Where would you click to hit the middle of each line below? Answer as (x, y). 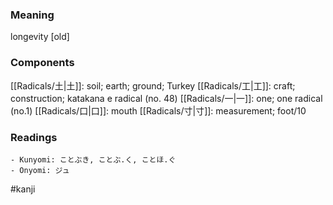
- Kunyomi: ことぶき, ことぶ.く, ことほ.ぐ (93, 159)
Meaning (32, 15)
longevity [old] (40, 37)
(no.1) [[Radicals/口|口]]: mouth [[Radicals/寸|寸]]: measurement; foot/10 (158, 110)
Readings (34, 137)
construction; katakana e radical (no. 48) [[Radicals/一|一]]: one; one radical (166, 98)
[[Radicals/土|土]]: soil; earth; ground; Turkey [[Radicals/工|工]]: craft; (153, 85)
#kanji (23, 189)
